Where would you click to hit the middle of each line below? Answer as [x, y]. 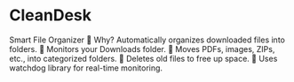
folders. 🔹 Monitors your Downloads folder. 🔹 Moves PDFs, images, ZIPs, [142, 48]
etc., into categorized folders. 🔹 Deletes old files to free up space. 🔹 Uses [143, 58]
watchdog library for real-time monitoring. [86, 68]
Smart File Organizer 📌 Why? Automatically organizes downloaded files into [147, 40]
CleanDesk [50, 15]
